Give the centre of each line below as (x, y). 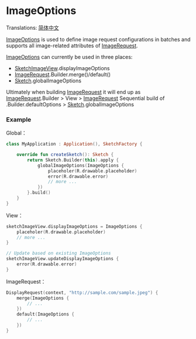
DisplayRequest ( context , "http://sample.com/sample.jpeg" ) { (82, 293)
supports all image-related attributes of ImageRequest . (72, 46)
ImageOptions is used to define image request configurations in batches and (98, 39)
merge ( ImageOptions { (43, 298)
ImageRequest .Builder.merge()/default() (63, 74)
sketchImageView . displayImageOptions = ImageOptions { (74, 226)
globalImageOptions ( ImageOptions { (81, 165)
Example (19, 119)
